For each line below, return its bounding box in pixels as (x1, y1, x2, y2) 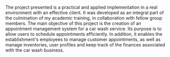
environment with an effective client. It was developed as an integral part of (5, 10, 164, 16)
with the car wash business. (5, 47, 64, 53)
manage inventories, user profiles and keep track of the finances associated (5, 42, 165, 47)
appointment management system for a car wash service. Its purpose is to (5, 26, 162, 32)
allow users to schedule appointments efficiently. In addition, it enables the (5, 31, 162, 37)
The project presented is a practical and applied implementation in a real (5, 5, 158, 10)
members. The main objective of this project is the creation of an (5, 20, 141, 26)
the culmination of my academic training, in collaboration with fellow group (5, 15, 162, 21)
